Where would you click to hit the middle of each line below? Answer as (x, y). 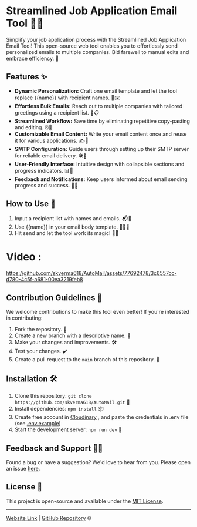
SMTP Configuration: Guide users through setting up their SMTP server (102, 149)
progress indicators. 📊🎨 (44, 170)
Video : (24, 256)
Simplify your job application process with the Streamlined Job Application (96, 39)
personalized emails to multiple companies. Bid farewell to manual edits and (98, 52)
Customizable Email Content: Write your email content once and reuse (101, 134)
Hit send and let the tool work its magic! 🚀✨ (67, 233)
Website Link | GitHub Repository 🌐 (49, 518)
